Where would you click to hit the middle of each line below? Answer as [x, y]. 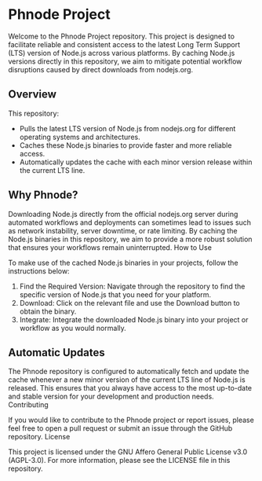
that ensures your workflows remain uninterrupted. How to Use [110, 247]
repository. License [39, 437]
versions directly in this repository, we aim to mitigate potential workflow [125, 61]
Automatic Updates [56, 352]
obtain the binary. [48, 311]
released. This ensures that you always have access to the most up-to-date [130, 388]
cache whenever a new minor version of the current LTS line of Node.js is [127, 380]
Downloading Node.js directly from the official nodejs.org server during [123, 214]
